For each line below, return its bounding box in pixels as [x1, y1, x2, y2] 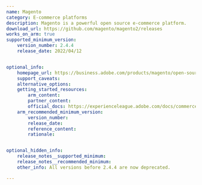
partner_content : [28, 98, 71, 104]
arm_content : [28, 92, 61, 98]
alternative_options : [17, 81, 71, 87]
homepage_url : [17, 70, 52, 76]
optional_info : [6, 64, 44, 70]
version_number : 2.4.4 [17, 43, 74, 49]
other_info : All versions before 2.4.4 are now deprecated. [17, 164, 171, 171]
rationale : [28, 131, 55, 137]
